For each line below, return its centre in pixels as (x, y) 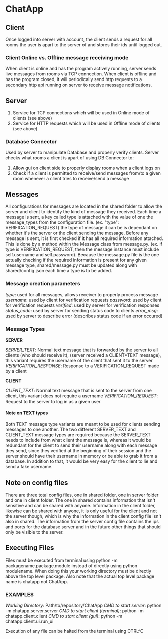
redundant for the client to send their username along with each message (81, 445)
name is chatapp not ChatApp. (37, 581)
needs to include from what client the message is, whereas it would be (78, 440)
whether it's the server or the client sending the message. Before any (77, 233)
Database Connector (31, 142)
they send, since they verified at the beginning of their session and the (78, 451)
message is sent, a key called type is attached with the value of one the (79, 217)
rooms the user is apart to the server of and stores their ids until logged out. (84, 45)
